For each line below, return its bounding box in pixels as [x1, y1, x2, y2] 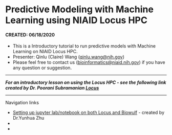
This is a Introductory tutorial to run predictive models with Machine [12, 43, 156, 49]
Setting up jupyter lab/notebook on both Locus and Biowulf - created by [12, 109, 165, 116]
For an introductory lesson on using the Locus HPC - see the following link [5, 79, 166, 85]
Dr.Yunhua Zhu [12, 115, 45, 121]
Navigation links [5, 100, 39, 106]
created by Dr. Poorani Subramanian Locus [5, 85, 99, 91]
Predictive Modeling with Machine [5, 4, 154, 15]
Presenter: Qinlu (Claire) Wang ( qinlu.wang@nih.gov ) [12, 54, 124, 60]
